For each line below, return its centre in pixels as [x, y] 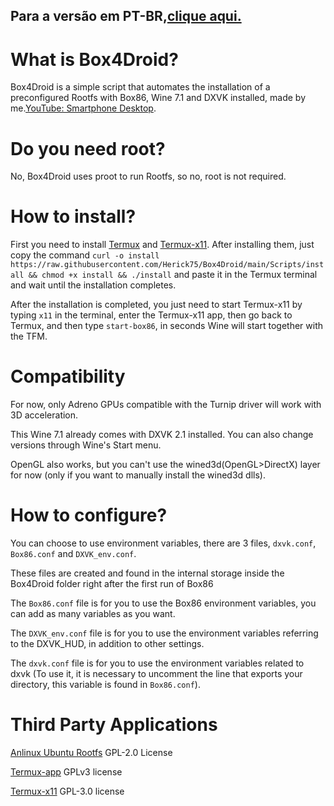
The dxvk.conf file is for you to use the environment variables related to [157, 663]
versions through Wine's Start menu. [86, 445]
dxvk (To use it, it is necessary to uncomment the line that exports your [156, 674]
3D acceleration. [44, 415]
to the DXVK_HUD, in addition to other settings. [107, 644]
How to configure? [89, 515]
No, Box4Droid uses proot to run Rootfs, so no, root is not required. [148, 176]
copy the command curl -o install [85, 255]
